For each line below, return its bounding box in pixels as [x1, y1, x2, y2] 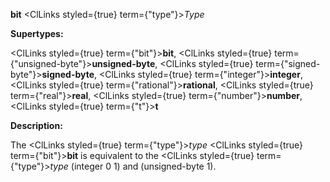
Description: [10, 120, 63, 131]
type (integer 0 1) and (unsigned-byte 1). [49, 160, 217, 172]
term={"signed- [255, 58, 321, 69]
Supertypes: [10, 28, 64, 39]
